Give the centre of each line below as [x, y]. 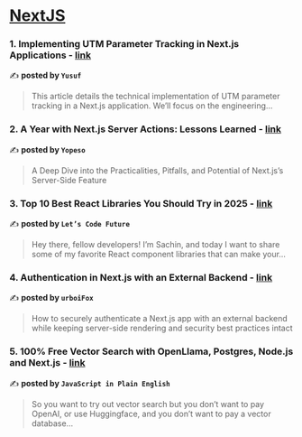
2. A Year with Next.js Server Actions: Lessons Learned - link [146, 129]
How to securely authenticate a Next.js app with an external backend [160, 319]
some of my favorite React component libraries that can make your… [159, 255]
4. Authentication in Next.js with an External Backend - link [141, 278]
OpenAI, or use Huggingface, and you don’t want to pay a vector [151, 414]
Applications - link [50, 55]
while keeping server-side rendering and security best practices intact [162, 328]
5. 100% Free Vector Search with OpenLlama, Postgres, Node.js [151, 351]
